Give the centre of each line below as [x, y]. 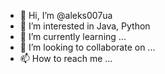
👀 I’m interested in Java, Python [85, 26]
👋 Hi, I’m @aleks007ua [66, 15]
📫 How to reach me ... [66, 58]
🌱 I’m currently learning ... [73, 36]
